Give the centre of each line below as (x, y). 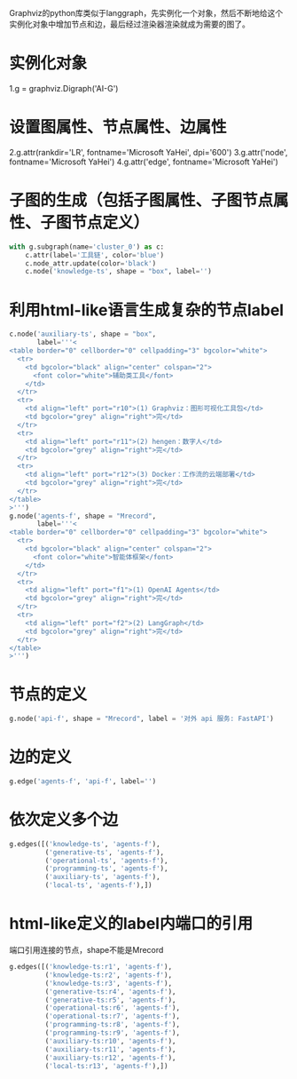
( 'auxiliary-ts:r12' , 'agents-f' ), (110, 1058)
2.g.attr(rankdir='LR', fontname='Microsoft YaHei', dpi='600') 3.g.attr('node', (148, 152)
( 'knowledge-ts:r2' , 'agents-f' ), (109, 975)
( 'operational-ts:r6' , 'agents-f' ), (112, 1008)
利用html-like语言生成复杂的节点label (147, 310)
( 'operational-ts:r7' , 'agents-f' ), (112, 1016)
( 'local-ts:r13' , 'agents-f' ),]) (106, 1066)
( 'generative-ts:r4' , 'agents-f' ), (110, 992)
